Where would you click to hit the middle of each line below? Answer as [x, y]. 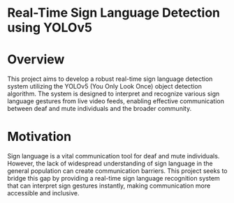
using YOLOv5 [50, 28]
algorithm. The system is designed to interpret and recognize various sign [114, 94]
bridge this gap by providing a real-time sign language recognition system [114, 179]
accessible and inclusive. [43, 193]
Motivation [39, 137]
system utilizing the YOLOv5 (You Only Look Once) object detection [105, 87]
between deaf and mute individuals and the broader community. [100, 109]
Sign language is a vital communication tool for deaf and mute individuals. [114, 156]
